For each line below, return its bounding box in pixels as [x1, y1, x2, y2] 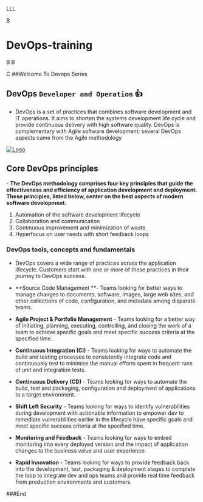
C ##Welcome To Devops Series [6, 70, 88, 77]
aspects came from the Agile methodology [15, 134, 122, 141]
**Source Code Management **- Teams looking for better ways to [15, 284, 183, 292]
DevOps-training [6, 38, 93, 52]
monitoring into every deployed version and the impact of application [15, 440, 188, 448]
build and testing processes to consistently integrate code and [15, 353, 172, 360]
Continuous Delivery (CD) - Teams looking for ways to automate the [15, 378, 187, 385]
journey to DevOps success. [15, 272, 86, 279]
